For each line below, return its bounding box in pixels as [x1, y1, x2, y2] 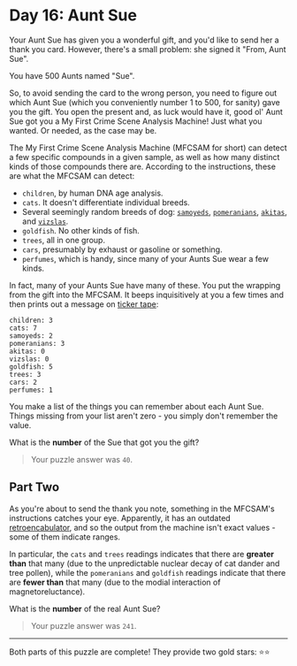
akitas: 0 [9, 347, 46, 356]
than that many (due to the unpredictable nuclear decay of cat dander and [9, 558, 280, 569]
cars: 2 [9, 378, 38, 387]
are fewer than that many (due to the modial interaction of [9, 577, 221, 587]
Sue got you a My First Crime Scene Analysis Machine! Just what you [9, 116, 263, 126]
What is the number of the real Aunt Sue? [9, 603, 161, 614]
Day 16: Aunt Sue [9, 5, 137, 26]
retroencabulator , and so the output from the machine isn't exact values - [9, 522, 276, 532]
